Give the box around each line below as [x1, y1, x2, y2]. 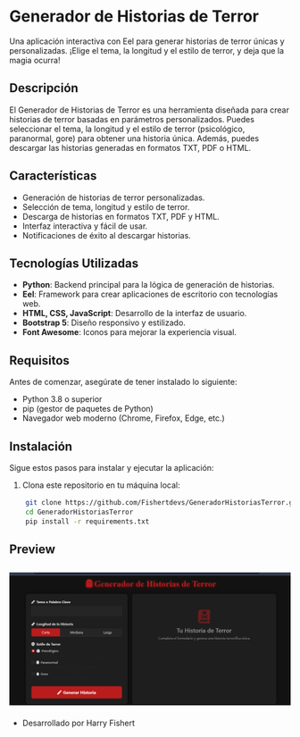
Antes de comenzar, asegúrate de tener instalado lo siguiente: [9, 377, 238, 388]
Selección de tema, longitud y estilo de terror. [21, 201, 190, 212]
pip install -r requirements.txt [25, 516, 150, 526]
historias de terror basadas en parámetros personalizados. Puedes [9, 113, 254, 124]
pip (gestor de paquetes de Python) [21, 404, 154, 415]
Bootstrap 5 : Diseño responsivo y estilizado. [21, 317, 186, 328]
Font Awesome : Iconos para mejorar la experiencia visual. [21, 327, 237, 338]
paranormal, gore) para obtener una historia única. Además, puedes [9, 132, 260, 144]
